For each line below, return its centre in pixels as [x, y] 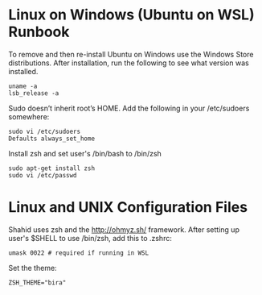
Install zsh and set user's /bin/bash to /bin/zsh [85, 153]
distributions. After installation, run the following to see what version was [129, 63]
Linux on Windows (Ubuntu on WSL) [131, 15]
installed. [23, 71]
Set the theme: [33, 268]
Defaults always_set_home [51, 139]
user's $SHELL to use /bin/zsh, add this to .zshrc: [90, 238]
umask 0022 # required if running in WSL [79, 253]
